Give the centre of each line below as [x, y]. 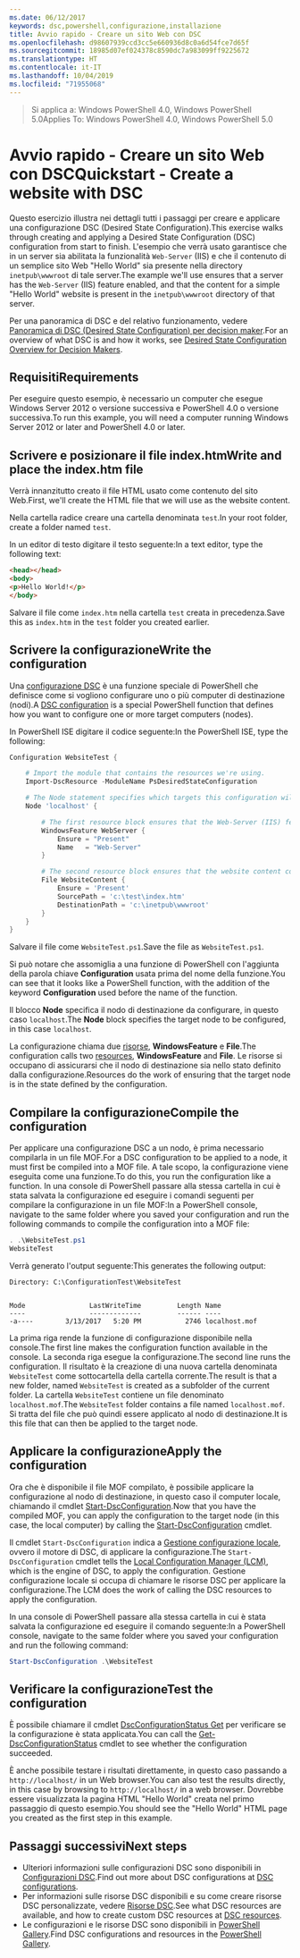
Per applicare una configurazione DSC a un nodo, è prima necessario [137, 1148]
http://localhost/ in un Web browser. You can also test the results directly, [147, 1780]
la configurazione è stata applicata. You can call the [103, 1734]
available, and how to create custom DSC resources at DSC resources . [152, 1915]
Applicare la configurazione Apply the [116, 1452]
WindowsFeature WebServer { [93, 831]
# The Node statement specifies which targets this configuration [151, 798]
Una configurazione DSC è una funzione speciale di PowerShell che [134, 686]
